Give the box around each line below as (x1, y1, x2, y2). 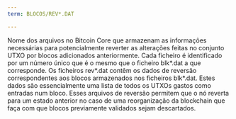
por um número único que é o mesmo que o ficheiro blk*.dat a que (7, 58, 201, 67)
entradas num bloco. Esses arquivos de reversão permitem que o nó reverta (7, 89, 229, 97)
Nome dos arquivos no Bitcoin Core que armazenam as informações (7, 36, 207, 45)
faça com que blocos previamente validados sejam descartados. (7, 103, 196, 112)
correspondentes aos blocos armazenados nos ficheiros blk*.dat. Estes (7, 74, 215, 82)
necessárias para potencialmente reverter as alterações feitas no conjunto (7, 43, 225, 52)
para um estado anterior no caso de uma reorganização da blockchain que (7, 96, 225, 105)
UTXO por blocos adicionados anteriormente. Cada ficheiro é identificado (7, 51, 223, 59)
